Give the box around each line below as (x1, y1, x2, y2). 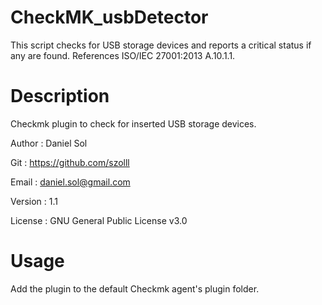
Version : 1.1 (10, 195, 58, 207)
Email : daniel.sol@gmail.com (10, 176, 131, 188)
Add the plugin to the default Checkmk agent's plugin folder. (10, 282, 260, 295)
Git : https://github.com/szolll (10, 156, 130, 168)
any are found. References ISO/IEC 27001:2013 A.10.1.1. (10, 49, 236, 61)
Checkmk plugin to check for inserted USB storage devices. (10, 117, 257, 130)
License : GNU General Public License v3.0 (10, 214, 188, 226)
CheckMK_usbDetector (10, 6, 209, 29)
